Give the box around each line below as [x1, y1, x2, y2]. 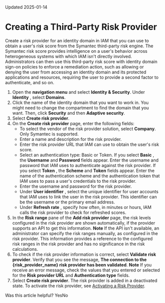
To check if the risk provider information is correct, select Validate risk [12, 251, 156, 257]
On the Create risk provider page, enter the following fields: [12, 120, 134, 126]
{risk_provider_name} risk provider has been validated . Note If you [12, 262, 152, 268]
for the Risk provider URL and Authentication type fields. [12, 272, 130, 278]
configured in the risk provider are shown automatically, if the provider [12, 220, 155, 226]
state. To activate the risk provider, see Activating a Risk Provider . [12, 283, 145, 289]
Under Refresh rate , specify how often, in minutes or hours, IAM [19, 204, 152, 210]
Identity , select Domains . [12, 94, 66, 100]
